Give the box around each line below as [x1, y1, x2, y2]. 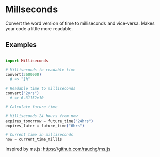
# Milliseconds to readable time [5, 67, 76, 72]
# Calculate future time [5, 104, 58, 109]
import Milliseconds [5, 58, 49, 63]
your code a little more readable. [5, 25, 73, 31]
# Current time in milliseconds [5, 132, 73, 137]
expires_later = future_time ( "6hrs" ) [5, 123, 85, 128]
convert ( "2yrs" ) [5, 91, 39, 96]
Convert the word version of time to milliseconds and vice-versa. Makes [5, 20, 155, 26]
